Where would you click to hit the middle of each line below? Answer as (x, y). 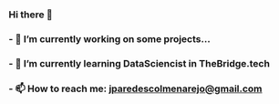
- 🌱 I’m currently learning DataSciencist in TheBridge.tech (139, 63)
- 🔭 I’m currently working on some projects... (109, 38)
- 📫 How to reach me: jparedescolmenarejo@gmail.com (135, 88)
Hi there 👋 (31, 15)
